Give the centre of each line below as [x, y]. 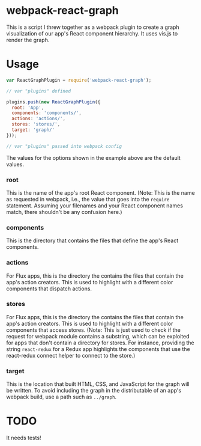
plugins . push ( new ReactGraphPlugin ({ [53, 102]
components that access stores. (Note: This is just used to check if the [94, 330]
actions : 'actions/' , [39, 119]
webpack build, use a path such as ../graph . [61, 397]
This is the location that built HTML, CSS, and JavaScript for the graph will [98, 384]
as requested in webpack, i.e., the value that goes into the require [88, 199]
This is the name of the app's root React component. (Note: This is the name [100, 192]
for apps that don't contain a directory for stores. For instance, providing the [100, 343]
